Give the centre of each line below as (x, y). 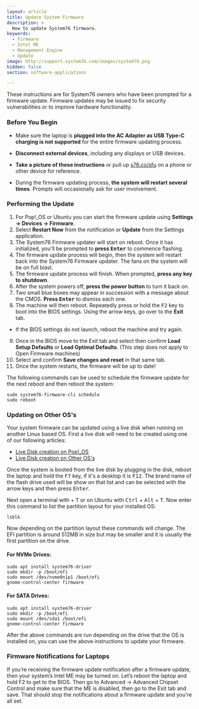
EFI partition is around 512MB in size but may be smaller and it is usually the (99, 535)
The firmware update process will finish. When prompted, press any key (104, 274)
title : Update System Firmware (45, 17)
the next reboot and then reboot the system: (61, 384)
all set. (15, 701)
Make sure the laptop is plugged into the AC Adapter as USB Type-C (100, 135)
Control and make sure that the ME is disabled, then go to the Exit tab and (97, 688)
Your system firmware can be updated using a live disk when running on (95, 428)
